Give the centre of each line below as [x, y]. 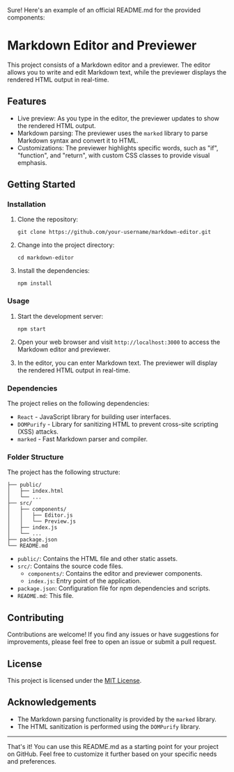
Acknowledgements [52, 702]
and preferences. [32, 761]
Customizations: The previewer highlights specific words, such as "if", [118, 148]
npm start [32, 329]
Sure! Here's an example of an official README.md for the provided [104, 10]
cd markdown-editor [46, 258]
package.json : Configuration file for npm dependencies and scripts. [114, 588]
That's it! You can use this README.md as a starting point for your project [113, 746]
